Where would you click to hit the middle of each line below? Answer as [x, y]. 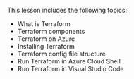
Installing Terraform [46, 46]
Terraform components [51, 31]
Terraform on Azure [46, 39]
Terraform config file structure [61, 54]
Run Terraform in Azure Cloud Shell [69, 61]
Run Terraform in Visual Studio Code [71, 69]
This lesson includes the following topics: [67, 10]
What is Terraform [44, 24]
